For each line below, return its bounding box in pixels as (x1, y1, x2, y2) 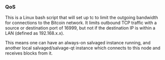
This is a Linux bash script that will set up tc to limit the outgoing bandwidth (5, 15, 159, 21)
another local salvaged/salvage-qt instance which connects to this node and (5, 45, 161, 51)
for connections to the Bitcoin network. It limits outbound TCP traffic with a (5, 20, 157, 26)
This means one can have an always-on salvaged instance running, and (5, 40, 151, 46)
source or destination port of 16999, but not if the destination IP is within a (5, 25, 156, 31)
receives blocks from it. (5, 50, 53, 56)
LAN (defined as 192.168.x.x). (5, 30, 65, 36)
